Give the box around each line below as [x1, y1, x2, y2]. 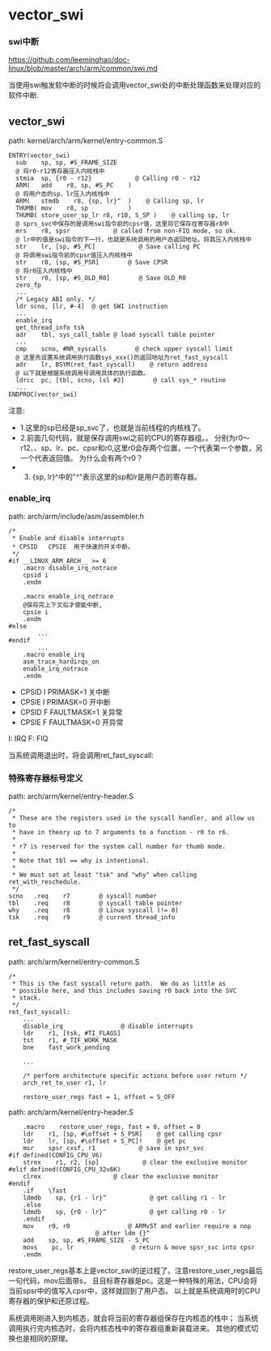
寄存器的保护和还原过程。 [8, 1296, 94, 1306]
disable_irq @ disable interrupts [23, 1022, 194, 1030]
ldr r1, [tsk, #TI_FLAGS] [23, 1029, 121, 1038]
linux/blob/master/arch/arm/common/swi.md [8, 63, 158, 74]
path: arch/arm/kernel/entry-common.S [8, 957, 140, 966]
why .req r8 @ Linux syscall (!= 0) [8, 906, 180, 914]
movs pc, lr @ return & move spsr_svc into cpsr [23, 1243, 255, 1251]
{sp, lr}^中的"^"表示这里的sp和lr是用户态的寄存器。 [32, 472, 201, 482]
